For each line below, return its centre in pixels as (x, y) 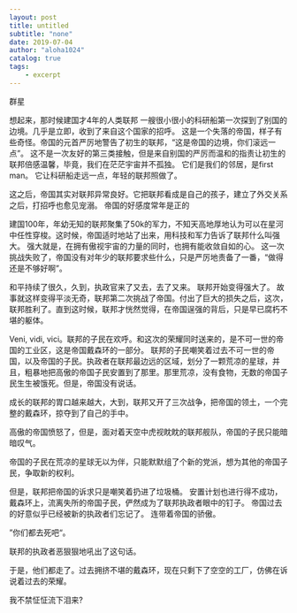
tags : (19, 67)
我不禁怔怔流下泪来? (46, 600)
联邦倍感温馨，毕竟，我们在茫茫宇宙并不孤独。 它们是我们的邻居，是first (141, 164)
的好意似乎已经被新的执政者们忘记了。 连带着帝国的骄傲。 (115, 513)
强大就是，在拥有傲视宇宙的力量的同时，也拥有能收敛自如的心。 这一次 (155, 246)
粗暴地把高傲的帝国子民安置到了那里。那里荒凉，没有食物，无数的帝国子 (156, 372)
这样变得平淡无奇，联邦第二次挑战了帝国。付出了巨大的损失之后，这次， (156, 298)
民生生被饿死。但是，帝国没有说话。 (75, 383)
